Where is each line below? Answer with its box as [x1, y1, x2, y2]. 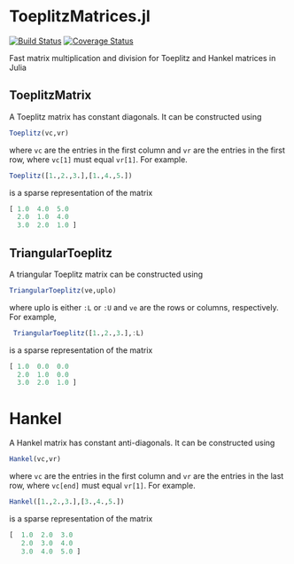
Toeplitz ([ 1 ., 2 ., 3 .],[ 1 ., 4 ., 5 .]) [9, 171, 133, 180]
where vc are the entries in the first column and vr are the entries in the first [9, 145, 285, 155]
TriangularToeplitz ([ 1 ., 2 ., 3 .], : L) [12, 328, 144, 338]
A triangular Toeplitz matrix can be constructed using [9, 269, 204, 279]
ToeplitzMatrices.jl [9, 6, 151, 27]
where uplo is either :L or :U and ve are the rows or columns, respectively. [9, 302, 279, 312]
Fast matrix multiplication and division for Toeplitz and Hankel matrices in [9, 52, 276, 63]
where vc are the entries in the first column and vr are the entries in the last [9, 471, 284, 482]
